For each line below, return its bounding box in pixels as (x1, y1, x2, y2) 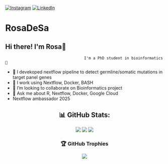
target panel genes (12, 74, 52, 80)
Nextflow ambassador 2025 (12, 96, 70, 102)
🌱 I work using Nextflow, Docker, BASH (12, 79, 94, 86)
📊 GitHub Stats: (58, 111, 111, 119)
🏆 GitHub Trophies (60, 140, 109, 147)
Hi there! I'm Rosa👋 (5, 42, 66, 51)
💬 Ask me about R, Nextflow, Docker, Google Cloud (12, 91, 118, 96)
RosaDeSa (5, 23, 49, 34)
